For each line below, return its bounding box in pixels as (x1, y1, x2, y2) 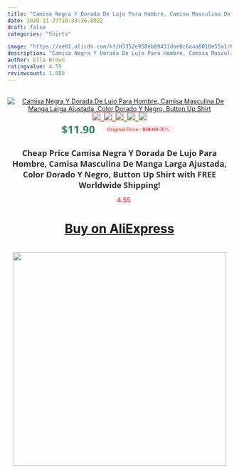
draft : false (7, 24, 46, 31)
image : (7, 43, 27, 51)
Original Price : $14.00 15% (106, 125, 170, 132)
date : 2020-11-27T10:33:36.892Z (7, 17, 103, 24)
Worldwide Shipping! (78, 179, 161, 191)
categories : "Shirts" (7, 30, 72, 38)
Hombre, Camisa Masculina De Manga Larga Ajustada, (11, 157, 228, 170)
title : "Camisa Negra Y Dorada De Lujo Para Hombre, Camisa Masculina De (7, 10, 231, 18)
